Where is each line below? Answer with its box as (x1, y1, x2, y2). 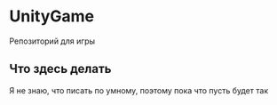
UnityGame (9, 6, 95, 27)
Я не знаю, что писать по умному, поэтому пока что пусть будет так (9, 85, 269, 95)
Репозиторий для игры (9, 36, 96, 46)
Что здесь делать (9, 61, 112, 77)
